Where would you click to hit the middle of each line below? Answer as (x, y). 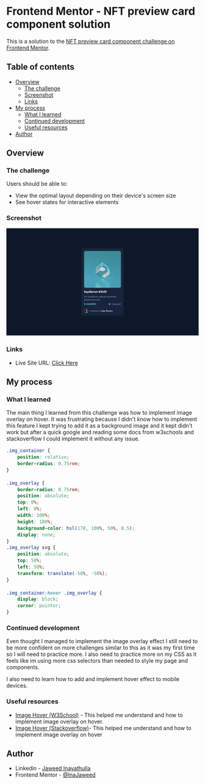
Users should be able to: (37, 184)
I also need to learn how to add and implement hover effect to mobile (93, 679)
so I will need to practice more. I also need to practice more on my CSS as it (102, 654)
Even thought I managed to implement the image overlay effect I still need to (102, 641)
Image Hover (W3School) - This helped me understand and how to (99, 715)
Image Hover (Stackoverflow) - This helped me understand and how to (103, 728)
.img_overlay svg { (31, 548)
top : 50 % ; (30, 561)
